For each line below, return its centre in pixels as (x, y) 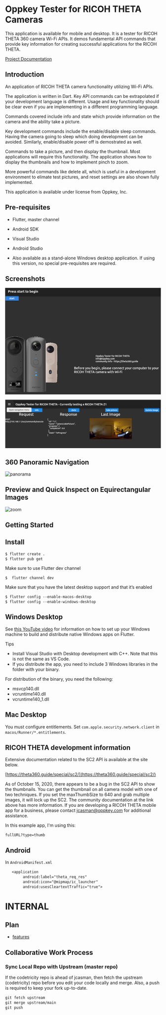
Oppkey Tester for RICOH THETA (73, 9)
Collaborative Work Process (49, 952)
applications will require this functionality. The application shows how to (78, 156)
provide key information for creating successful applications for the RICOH (81, 44)
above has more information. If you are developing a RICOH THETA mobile (81, 805)
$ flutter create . (25, 554)
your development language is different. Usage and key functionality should (82, 101)
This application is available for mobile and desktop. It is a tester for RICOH (81, 33)
